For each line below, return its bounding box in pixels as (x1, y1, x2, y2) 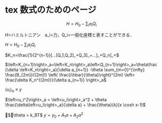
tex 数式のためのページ (5, 4, 97, 15)
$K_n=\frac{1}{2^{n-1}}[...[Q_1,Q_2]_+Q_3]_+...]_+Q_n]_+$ (5, 52, 119, 58)
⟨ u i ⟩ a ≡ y (5, 86, 22, 93)
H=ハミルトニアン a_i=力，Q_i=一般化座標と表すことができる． (5, 32, 134, 38)
